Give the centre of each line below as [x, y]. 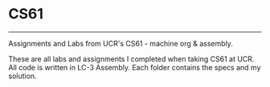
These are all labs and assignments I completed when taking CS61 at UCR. [131, 59]
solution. [23, 76]
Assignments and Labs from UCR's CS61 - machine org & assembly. [121, 43]
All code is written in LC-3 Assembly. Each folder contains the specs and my [135, 67]
